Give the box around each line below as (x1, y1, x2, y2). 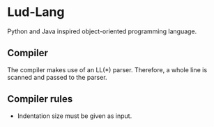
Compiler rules (7, 93, 73, 105)
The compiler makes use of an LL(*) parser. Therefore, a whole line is (7, 65, 208, 74)
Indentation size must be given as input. (17, 112, 132, 120)
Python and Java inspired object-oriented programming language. (7, 27, 197, 35)
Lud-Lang (7, 4, 65, 20)
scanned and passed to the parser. (7, 73, 107, 81)
